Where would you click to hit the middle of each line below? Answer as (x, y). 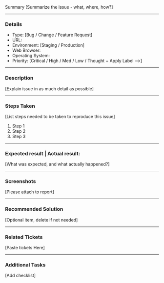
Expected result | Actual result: (43, 153)
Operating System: (31, 56)
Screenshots (20, 182)
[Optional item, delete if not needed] (41, 220)
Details (14, 24)
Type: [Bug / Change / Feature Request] (52, 35)
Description (19, 78)
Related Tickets (24, 237)
